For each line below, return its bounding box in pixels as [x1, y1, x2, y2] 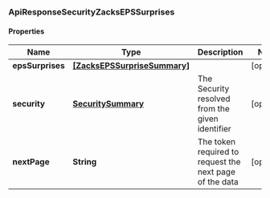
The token [197, 136, 235, 147]
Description [197, 46, 243, 58]
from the [197, 103, 231, 115]
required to [197, 147, 239, 158]
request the [197, 156, 241, 168]
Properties [8, 26, 45, 36]
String [72, 156, 97, 168]
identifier [197, 123, 231, 135]
